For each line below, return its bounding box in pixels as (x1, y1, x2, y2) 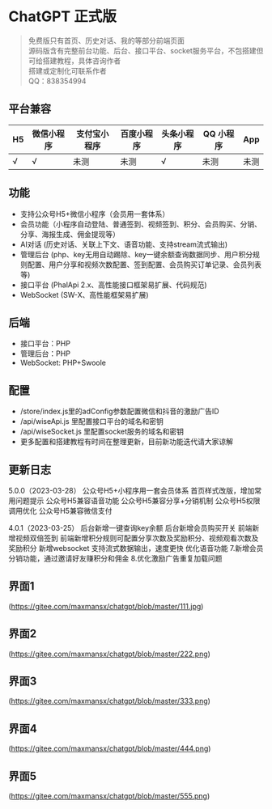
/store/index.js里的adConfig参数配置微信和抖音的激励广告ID (19, 406, 220, 417)
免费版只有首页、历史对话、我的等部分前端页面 (28, 36, 185, 45)
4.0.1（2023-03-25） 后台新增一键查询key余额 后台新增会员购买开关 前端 (8, 523, 253, 532)
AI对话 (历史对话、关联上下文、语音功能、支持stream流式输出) (19, 239, 228, 249)
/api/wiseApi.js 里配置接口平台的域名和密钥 (19, 417, 164, 426)
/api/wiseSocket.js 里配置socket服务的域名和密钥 (19, 426, 185, 437)
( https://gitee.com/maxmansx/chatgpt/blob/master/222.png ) (8, 649, 210, 659)
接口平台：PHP (19, 339, 71, 349)
